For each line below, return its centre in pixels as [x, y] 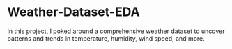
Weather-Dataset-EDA [74, 12]
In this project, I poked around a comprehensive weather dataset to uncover [116, 31]
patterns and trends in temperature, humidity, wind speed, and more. [106, 38]
